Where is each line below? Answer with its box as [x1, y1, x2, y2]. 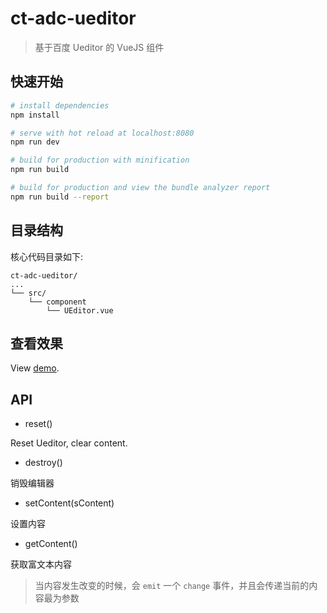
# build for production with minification [10, 155, 190, 166]
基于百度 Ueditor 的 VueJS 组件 [34, 41, 165, 53]
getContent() [24, 538, 78, 550]
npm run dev [10, 137, 60, 147]
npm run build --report [10, 192, 110, 202]
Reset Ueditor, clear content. [10, 437, 128, 449]
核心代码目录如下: [10, 250, 84, 262]
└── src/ [10, 288, 47, 298]
